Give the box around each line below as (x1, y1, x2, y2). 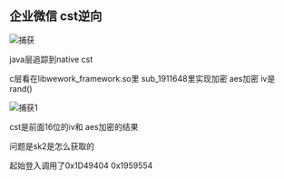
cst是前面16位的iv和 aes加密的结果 (9, 121, 139, 132)
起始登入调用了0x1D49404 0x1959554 (9, 160, 153, 171)
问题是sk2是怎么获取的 (9, 140, 95, 152)
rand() (9, 83, 34, 94)
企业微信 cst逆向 (9, 8, 103, 25)
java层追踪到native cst (9, 54, 93, 65)
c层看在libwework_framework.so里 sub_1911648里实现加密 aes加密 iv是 (9, 73, 276, 84)
